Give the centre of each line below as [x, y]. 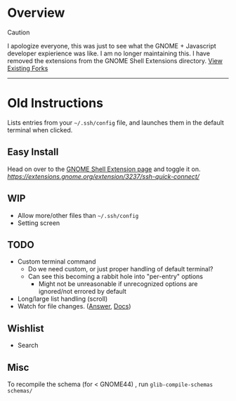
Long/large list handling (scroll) [63, 299]
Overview [36, 13]
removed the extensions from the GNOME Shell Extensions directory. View [115, 60]
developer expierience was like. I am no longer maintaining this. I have [109, 53]
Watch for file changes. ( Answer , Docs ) [74, 306]
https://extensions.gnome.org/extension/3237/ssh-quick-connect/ [104, 176]
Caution [19, 32]
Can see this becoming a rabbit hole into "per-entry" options [116, 277]
